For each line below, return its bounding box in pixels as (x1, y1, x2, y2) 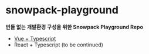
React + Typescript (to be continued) (13, 41, 104, 48)
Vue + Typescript (13, 35, 56, 42)
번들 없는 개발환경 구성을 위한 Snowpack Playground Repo (5, 23, 144, 30)
